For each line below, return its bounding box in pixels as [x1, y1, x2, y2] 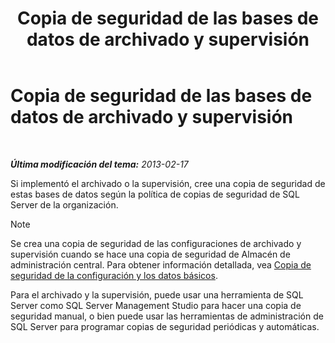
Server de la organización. [10, 198, 119, 211]
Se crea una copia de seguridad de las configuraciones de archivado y [10, 237, 302, 249]
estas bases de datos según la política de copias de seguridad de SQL [10, 188, 300, 200]
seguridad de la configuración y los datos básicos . [10, 269, 218, 281]
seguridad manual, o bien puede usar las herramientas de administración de [10, 310, 324, 322]
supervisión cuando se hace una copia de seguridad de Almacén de [10, 248, 291, 260]
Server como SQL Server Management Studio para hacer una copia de [10, 299, 302, 311]
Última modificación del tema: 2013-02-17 [10, 158, 189, 170]
